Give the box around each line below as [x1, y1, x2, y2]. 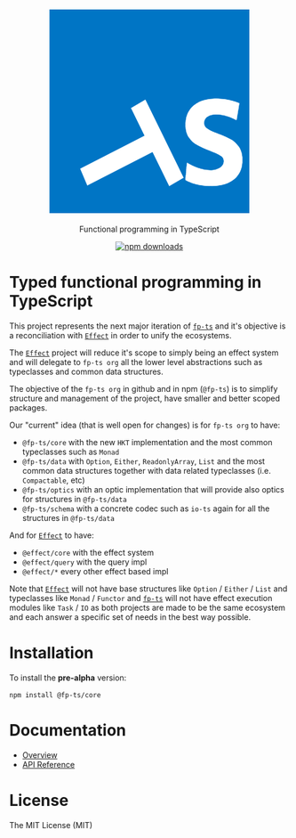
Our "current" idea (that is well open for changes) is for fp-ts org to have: [9, 419, 281, 431]
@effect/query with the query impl [21, 557, 148, 567]
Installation [9, 643, 94, 663]
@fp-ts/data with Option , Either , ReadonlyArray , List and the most [21, 456, 265, 467]
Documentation [9, 720, 127, 741]
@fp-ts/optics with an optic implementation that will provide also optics [21, 484, 284, 495]
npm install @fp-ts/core [9, 691, 101, 700]
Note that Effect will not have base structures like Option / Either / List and [9, 583, 288, 594]
